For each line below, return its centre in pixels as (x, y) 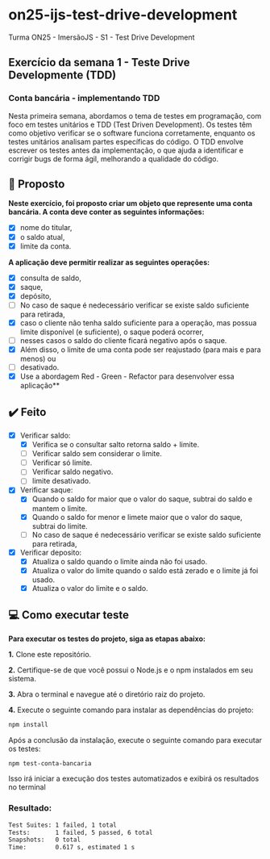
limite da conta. (46, 246)
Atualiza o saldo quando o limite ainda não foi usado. (120, 561)
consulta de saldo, (51, 278)
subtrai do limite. (60, 526)
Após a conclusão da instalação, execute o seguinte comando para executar (135, 740)
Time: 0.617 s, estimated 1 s (72, 848)
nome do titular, (46, 228)
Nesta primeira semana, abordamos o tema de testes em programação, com (135, 115)
